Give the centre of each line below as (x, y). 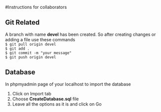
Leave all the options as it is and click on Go (57, 104)
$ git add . (17, 49)
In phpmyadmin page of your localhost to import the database (68, 84)
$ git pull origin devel (31, 44)
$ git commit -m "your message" (38, 53)
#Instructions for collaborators (36, 7)
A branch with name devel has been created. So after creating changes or (80, 34)
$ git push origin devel (31, 57)
